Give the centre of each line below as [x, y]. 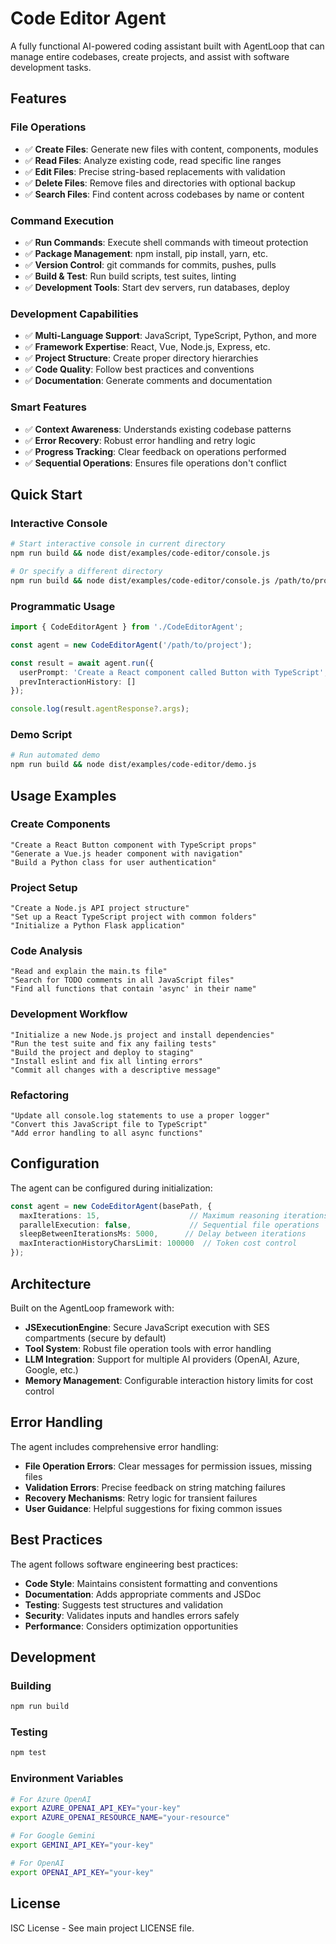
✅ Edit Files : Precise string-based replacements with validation [155, 171]
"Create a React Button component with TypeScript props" [133, 845]
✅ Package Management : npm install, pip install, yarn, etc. [146, 253]
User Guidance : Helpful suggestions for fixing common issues [153, 1508]
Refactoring [40, 1095]
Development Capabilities [74, 314]
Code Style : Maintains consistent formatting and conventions [151, 1583]
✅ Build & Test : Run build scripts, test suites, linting [130, 276]
